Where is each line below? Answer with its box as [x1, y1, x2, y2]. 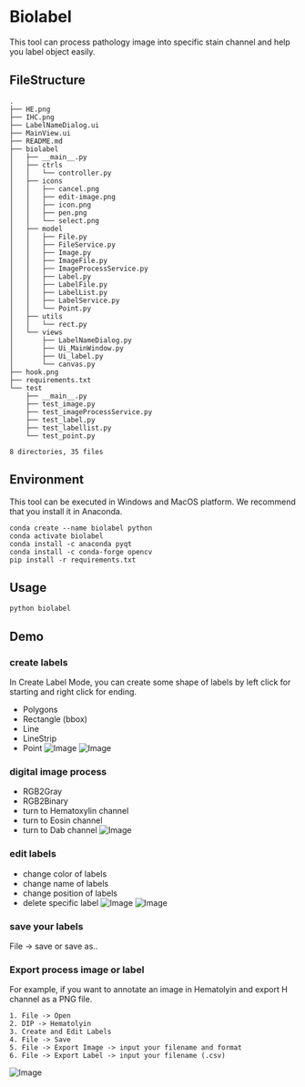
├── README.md [9, 137, 64, 146]
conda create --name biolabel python [9, 523, 153, 533]
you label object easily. [9, 46, 96, 56]
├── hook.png [9, 367, 59, 377]
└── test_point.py [25, 431, 96, 441]
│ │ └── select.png [9, 216, 100, 225]
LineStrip [22, 733, 57, 744]
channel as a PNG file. [9, 994, 93, 1005]
